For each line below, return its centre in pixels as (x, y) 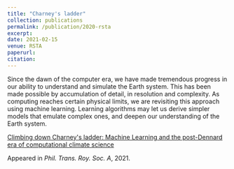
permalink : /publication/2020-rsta (59, 27)
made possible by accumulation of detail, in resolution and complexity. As (113, 94)
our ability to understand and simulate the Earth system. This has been (109, 86)
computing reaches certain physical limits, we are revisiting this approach (113, 101)
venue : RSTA (25, 46)
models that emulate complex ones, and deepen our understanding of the (113, 116)
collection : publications (45, 20)
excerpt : (20, 33)
